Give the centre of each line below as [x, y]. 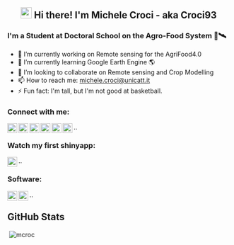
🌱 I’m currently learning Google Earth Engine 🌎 [86, 62]
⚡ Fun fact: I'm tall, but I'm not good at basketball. [90, 91]
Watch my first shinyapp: [52, 145]
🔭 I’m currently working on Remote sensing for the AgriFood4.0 [109, 54]
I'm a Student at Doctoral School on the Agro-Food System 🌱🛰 [117, 36]
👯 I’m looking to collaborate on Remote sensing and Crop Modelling [116, 72]
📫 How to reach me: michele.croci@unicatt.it [84, 80]
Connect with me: [39, 112]
